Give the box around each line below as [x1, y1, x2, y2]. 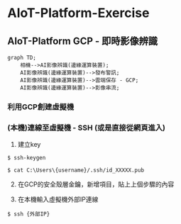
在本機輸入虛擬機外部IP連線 [17, 195, 99, 203]
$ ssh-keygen [7, 155, 46, 162]
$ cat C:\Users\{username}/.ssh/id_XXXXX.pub [7, 167, 144, 174]
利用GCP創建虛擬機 [7, 101, 75, 111]
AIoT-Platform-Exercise [7, 5, 150, 21]
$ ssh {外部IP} [7, 211, 50, 218]
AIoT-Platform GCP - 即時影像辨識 [7, 35, 158, 47]
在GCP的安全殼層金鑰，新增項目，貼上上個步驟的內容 [17, 180, 175, 189]
